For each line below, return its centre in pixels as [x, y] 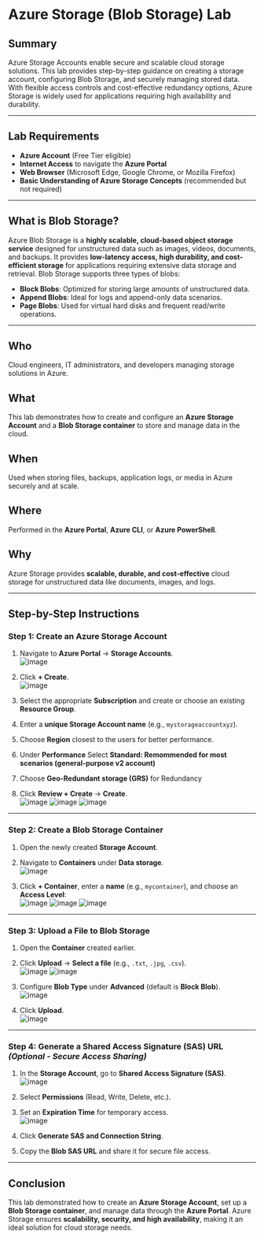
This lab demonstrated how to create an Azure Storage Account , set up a [128, 1202]
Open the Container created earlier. [77, 948]
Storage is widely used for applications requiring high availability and [120, 96]
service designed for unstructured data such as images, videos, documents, [132, 248]
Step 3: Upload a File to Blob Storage [79, 930]
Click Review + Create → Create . [73, 794]
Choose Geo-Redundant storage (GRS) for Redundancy [110, 778]
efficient [22, 265]
